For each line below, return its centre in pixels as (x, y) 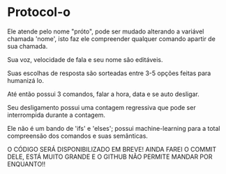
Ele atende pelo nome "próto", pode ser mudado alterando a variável (106, 31)
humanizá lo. (25, 80)
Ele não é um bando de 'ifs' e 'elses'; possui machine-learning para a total (114, 128)
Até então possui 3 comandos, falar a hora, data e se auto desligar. (104, 94)
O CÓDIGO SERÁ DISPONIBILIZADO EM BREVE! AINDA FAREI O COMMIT (112, 149)
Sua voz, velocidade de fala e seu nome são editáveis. (85, 59)
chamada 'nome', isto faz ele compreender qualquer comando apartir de (112, 38)
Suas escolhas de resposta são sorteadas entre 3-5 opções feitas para (109, 73)
